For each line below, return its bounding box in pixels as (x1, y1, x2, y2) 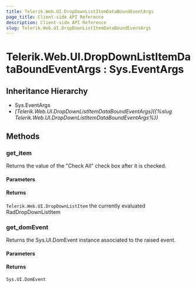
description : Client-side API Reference (6, 19, 107, 25)
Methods (6, 131, 40, 141)
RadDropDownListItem (6, 208, 61, 215)
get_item (6, 149, 32, 157)
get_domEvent (6, 223, 49, 231)
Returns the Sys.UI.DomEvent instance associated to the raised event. (6, 236, 176, 244)
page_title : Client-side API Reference (6, 14, 104, 20)
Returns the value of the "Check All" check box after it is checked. (6, 162, 167, 169)
